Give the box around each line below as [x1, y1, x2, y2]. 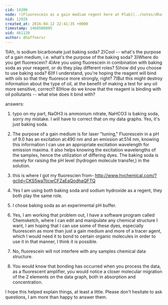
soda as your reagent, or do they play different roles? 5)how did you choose [5, 64, 161, 70]
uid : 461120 [5, 30, 30, 35]
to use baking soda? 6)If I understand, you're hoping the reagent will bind [5, 70, 156, 76]
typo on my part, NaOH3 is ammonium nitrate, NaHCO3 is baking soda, [12, 110, 159, 116]
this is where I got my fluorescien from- [12, 172, 94, 178]
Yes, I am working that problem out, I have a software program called [12, 212, 155, 218]
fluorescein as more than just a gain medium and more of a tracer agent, [12, 228, 161, 234]
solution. [12, 163, 30, 169]
